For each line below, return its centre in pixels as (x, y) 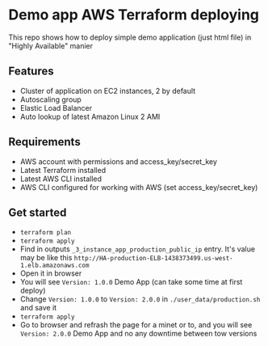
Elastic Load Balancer (56, 108)
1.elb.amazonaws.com (54, 266)
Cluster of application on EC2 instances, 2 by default (108, 91)
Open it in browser (51, 273)
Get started (38, 212)
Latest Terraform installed (63, 170)
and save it (38, 308)
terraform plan (46, 233)
